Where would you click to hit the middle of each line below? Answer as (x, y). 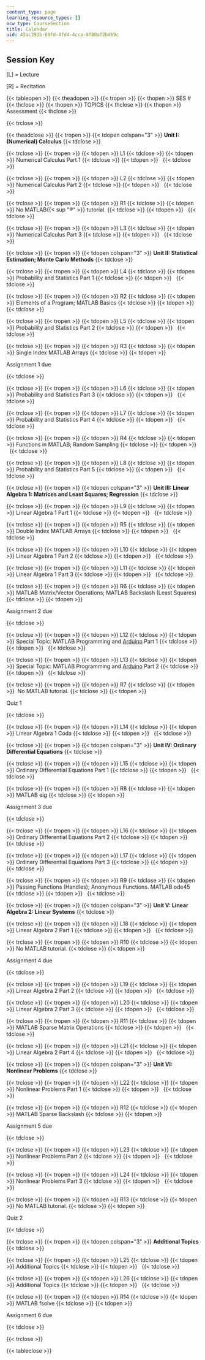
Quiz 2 (15, 1218)
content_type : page (31, 12)
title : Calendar (27, 29)
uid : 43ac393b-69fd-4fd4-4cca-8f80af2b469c (63, 35)
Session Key (31, 60)
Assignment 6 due (29, 1315)
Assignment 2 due (29, 611)
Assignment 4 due (29, 960)
